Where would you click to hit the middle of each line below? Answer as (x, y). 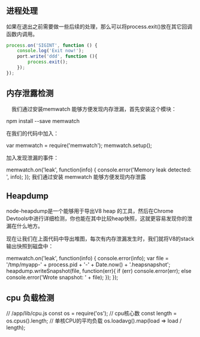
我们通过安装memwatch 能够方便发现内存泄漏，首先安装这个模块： (94, 109)
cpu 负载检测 (30, 298)
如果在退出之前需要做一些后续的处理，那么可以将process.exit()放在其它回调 (99, 26)
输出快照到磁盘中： (30, 246)
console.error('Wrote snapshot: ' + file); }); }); (62, 278)
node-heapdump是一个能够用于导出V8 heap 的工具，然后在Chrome (90, 211)
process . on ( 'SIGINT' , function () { (52, 45)
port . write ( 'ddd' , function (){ (57, 56)
